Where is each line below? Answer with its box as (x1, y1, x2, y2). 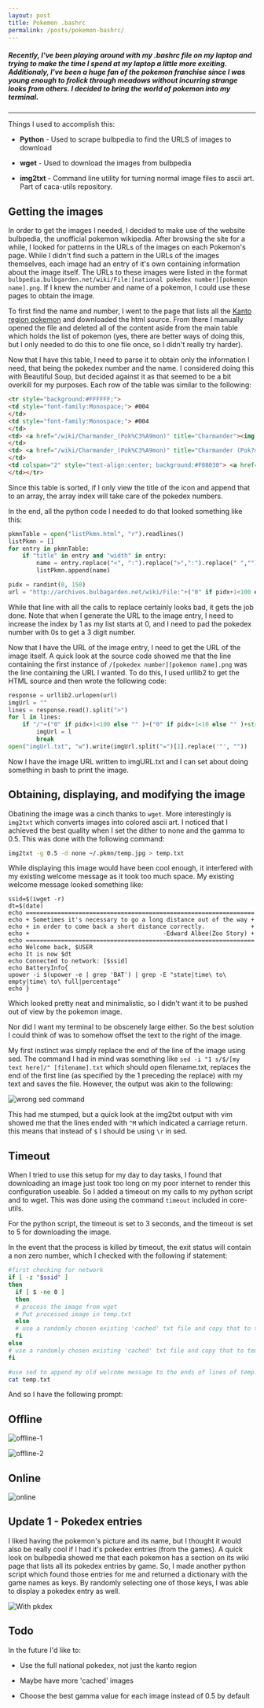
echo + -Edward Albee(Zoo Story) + (8, 930, 255, 937)
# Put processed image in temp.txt (15, 1310, 132, 1318)
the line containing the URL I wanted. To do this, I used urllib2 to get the (8, 667, 240, 677)
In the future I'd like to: (8, 1645, 81, 1654)
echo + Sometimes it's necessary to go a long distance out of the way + (8, 916, 255, 924)
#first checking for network (8, 1266, 104, 1274)
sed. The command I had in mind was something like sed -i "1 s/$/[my (8, 1054, 240, 1063)
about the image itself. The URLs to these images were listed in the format (8, 268, 247, 277)
